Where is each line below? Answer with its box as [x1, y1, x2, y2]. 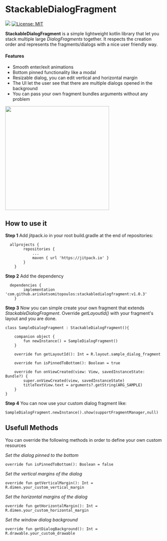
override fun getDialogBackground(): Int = [5, 526, 98, 531]
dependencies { [10, 283, 42, 288]
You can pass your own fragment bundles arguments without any [12, 91, 148, 97]
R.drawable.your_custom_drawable [5, 530, 75, 536]
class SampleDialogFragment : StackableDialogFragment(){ [5, 325, 129, 330]
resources [5, 442, 26, 448]
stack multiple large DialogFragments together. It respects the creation [5, 36, 152, 42]
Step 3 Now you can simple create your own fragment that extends [5, 305, 145, 311]
